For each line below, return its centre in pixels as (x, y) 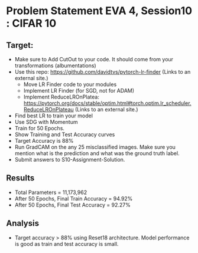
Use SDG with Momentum (46, 122)
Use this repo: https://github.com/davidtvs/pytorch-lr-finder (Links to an (103, 72)
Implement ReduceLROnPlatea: (61, 97)
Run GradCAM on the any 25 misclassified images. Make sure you (95, 147)
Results (20, 178)
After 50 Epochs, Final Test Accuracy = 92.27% (73, 205)
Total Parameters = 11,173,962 (51, 192)
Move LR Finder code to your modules (70, 84)
